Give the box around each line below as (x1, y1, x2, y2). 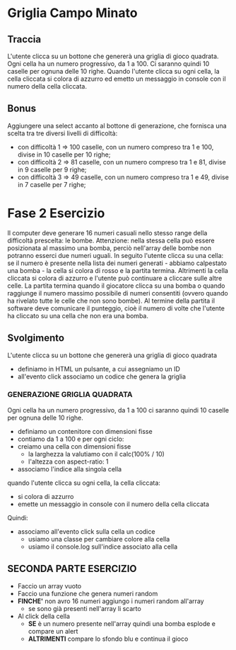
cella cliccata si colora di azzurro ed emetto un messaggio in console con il (7, 74, 226, 83)
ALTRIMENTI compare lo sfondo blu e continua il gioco (28, 634, 189, 643)
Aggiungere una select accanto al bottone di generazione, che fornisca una (7, 121, 228, 130)
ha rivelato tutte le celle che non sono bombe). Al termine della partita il (7, 296, 216, 305)
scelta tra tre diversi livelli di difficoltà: (7, 129, 118, 138)
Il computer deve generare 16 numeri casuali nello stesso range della (7, 228, 208, 237)
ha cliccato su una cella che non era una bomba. (7, 311, 148, 320)
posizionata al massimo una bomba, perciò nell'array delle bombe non (7, 243, 212, 252)
